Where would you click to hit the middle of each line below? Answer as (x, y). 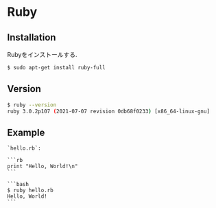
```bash (18, 185)
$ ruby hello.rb (30, 190)
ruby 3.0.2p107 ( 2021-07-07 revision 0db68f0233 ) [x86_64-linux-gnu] (109, 111)
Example (26, 132)
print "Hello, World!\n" (43, 166)
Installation (32, 37)
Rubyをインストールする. (42, 55)
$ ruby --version (32, 105)
